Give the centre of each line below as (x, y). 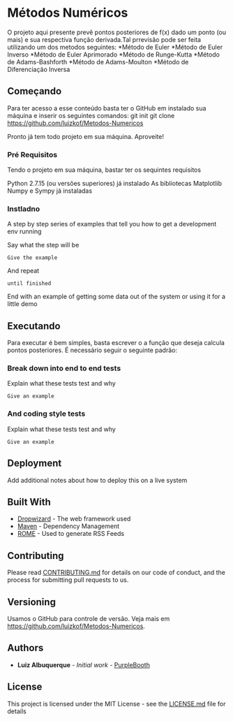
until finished (29, 284)
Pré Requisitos (32, 154)
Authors (25, 648)
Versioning (31, 602)
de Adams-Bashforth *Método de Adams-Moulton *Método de (98, 61)
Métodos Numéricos (68, 13)
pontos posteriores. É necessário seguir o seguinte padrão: (92, 350)
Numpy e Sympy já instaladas (50, 191)
